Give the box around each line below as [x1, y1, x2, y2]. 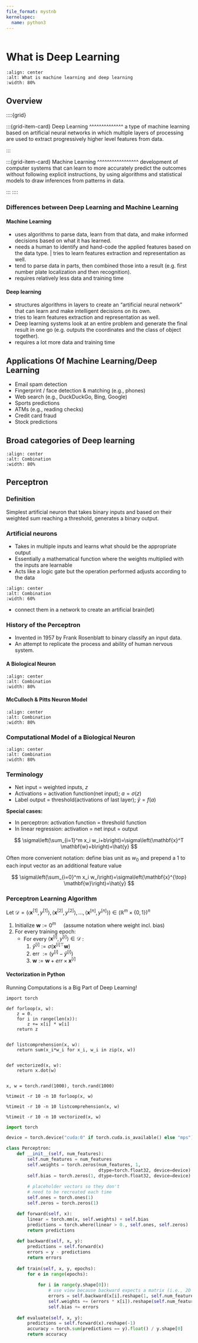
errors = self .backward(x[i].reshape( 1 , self [48, 1293, 162, 1299]
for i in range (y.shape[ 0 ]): [37, 1282, 110, 1288]
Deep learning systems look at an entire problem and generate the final [14, 320, 187, 327]
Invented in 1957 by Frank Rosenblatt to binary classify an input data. [14, 634, 182, 641]
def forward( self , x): [16, 1210, 72, 1217]
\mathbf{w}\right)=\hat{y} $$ [64, 880, 134, 887]
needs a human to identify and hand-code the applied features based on [14, 243, 192, 250]
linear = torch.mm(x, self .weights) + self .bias [27, 1216, 149, 1222]
